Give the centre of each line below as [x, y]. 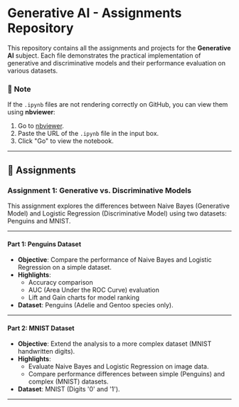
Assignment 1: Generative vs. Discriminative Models [100, 190]
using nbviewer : [31, 112]
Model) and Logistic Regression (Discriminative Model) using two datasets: [117, 213]
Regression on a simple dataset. [64, 268]
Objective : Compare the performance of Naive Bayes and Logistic [115, 260]
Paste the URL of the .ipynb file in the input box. [88, 134]
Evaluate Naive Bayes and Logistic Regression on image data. [118, 366]
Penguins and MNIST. [39, 221]
